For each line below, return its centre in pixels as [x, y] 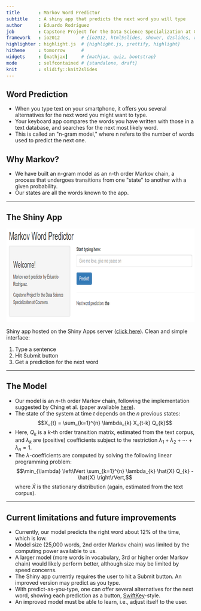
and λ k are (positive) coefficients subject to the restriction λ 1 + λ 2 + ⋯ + [103, 441]
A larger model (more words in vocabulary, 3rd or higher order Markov [101, 557]
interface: [18, 337]
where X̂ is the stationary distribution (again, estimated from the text [99, 487]
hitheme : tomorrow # [45, 51]
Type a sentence [36, 349]
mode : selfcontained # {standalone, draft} [72, 63]
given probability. [36, 187]
